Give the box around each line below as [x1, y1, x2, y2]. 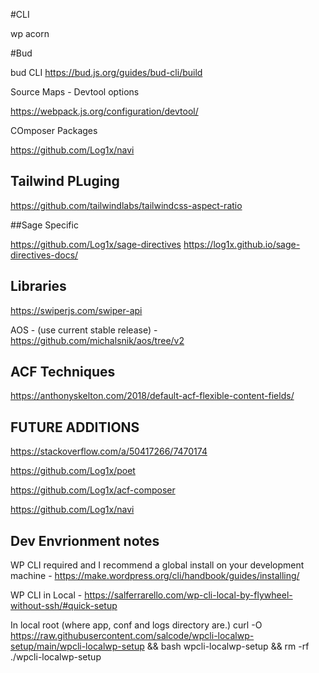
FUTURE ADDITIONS [10, 419, 140, 436]
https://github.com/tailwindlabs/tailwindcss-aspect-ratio [10, 199, 243, 211]
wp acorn [10, 28, 50, 39]
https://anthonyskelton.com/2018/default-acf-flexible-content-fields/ [10, 390, 295, 402]
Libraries [10, 278, 67, 295]
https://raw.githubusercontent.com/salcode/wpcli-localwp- [10, 630, 255, 642]
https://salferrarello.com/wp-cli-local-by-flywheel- [84, 589, 293, 601]
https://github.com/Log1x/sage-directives [10, 238, 182, 250]
